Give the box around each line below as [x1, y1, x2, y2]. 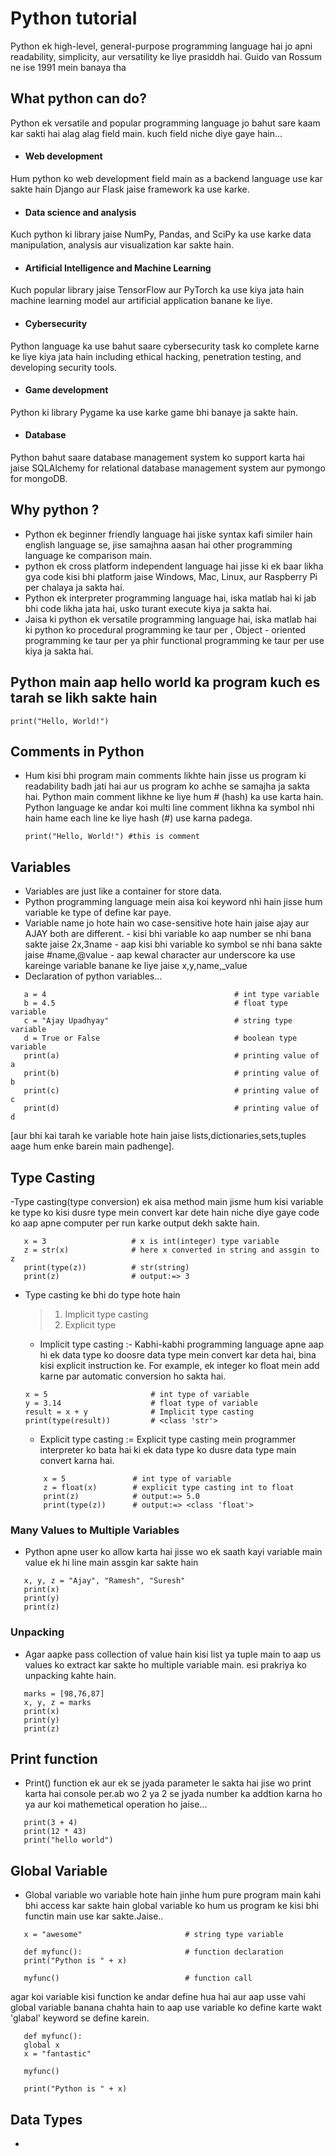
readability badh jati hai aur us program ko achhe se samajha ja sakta [24, 780, 310, 792]
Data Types [10, 2111, 83, 2128]
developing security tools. [10, 361, 118, 373]
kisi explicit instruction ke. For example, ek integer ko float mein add [39, 1360, 320, 1372]
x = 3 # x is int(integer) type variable [23, 1237, 280, 1247]
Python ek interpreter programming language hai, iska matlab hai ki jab [24, 592, 317, 604]
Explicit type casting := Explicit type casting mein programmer [39, 1433, 297, 1446]
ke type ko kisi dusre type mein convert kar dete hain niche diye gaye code [10, 1207, 320, 1219]
